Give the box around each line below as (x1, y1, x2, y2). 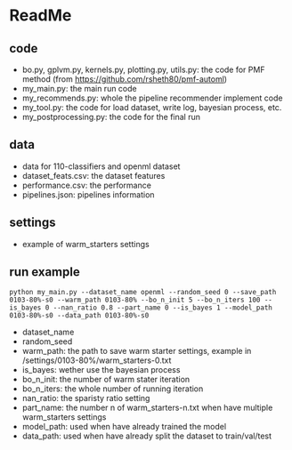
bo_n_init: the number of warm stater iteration (21, 374, 191, 385)
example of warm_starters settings (21, 238, 150, 249)
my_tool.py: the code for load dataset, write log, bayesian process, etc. (21, 102, 282, 112)
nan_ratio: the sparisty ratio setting (21, 393, 150, 404)
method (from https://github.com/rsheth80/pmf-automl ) (21, 74, 228, 84)
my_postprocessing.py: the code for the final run (21, 112, 200, 122)
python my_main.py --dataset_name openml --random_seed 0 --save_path (9, 288, 277, 297)
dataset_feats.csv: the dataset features (21, 170, 166, 181)
